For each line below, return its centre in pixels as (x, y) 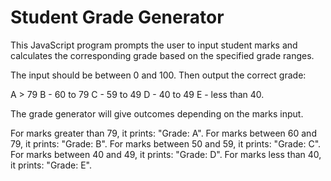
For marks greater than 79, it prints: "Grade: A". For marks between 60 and (163, 133)
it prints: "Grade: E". (51, 165)
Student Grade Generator (117, 17)
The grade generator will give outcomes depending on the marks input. (157, 113)
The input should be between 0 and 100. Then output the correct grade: (158, 75)
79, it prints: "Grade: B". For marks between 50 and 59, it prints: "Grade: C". (166, 143)
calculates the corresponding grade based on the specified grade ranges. (162, 55)
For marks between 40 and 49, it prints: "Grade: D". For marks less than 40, (166, 154)
